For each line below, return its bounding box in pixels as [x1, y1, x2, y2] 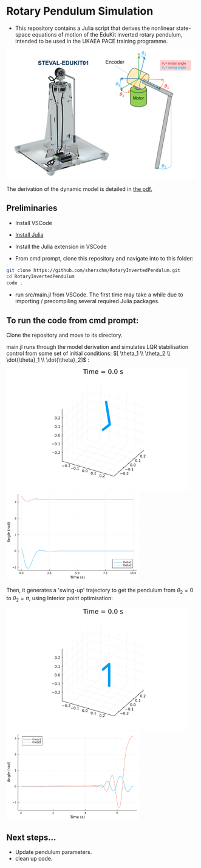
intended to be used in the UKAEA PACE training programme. [15, 37, 168, 45]
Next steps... [6, 832, 56, 842]
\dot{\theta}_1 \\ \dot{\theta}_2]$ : [6, 356, 90, 364]
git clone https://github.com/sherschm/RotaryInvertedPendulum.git [6, 267, 181, 273]
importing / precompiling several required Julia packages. [15, 298, 160, 305]
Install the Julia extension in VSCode [15, 243, 107, 250]
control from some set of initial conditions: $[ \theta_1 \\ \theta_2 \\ [6, 350, 171, 357]
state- [175, 24, 191, 32]
